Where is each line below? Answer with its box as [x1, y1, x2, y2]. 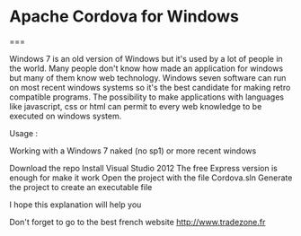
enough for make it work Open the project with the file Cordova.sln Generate [9, 172, 293, 183]
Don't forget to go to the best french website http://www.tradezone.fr [9, 216, 266, 227]
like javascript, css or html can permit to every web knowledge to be [9, 101, 262, 111]
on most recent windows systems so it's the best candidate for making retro [9, 82, 291, 92]
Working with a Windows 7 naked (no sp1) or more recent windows [9, 145, 257, 156]
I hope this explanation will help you [9, 199, 142, 210]
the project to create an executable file [9, 181, 153, 192]
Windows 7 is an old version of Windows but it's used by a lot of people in [9, 53, 283, 64]
